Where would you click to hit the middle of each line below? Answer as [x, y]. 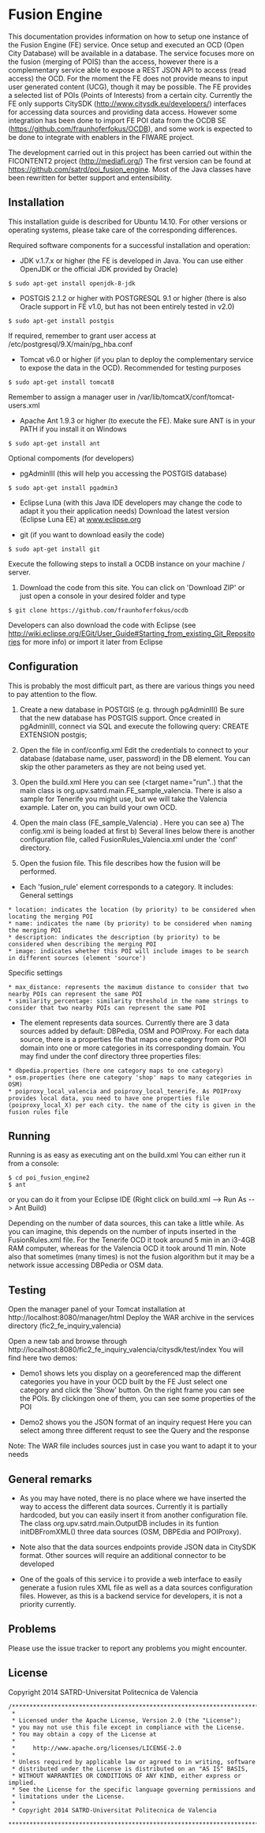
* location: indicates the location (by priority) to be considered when [132, 909]
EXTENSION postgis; [53, 734]
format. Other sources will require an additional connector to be [123, 1555]
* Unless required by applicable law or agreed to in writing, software [134, 1762]
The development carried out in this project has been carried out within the [130, 152]
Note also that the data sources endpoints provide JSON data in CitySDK [138, 1547]
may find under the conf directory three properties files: [110, 1056]
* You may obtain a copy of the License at [84, 1734]
